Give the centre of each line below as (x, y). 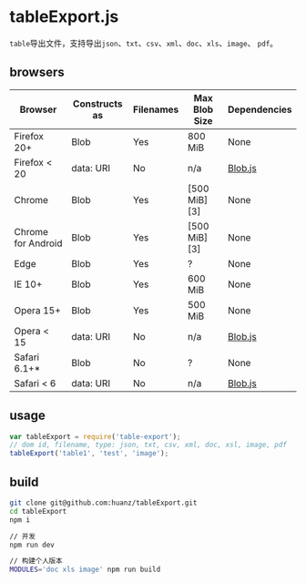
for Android (38, 243)
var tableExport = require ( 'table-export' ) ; (95, 436)
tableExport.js (64, 17)
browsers (37, 72)
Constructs (97, 104)
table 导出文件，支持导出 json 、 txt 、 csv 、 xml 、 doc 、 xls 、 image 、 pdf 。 (144, 43)
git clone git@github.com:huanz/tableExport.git (103, 503)
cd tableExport (38, 511)
